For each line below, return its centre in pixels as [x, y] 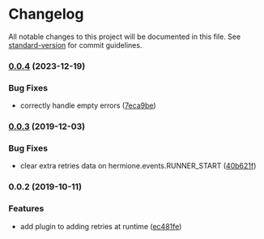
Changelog [46, 14]
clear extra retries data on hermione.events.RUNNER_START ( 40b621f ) [138, 166]
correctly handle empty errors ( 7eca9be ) [88, 105]
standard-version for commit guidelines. [75, 45]
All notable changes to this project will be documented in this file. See [125, 36]
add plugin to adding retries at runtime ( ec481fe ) [101, 226]
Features [26, 209]
